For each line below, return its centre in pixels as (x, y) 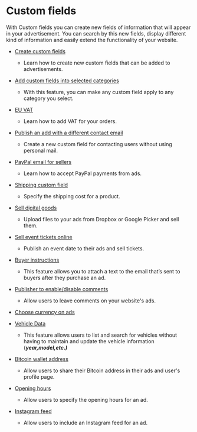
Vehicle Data (30, 323)
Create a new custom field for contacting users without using (98, 144)
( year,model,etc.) (45, 347)
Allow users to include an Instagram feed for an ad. (86, 423)
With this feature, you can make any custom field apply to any (98, 92)
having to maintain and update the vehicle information (89, 341)
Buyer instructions (37, 260)
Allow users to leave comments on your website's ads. (90, 301)
